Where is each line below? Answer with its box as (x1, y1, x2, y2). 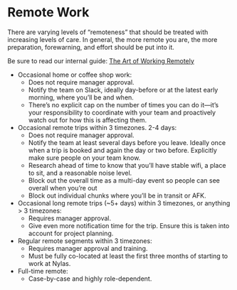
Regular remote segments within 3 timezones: (17, 236, 152, 245)
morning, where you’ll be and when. (28, 93, 134, 102)
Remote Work (7, 4, 90, 21)
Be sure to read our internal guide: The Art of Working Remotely (7, 56, 194, 65)
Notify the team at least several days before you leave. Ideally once (28, 138, 226, 146)
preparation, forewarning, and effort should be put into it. (7, 43, 174, 51)
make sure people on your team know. (28, 154, 141, 162)
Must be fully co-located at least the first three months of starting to (28, 252, 228, 260)
